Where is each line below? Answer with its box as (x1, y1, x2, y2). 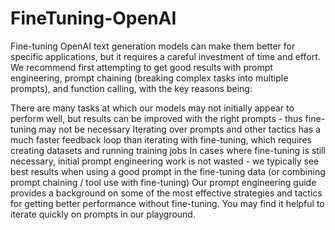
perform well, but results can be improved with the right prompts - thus (10, 112, 303, 124)
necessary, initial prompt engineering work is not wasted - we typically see (10, 155, 320, 167)
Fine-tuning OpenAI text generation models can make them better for (10, 40, 296, 52)
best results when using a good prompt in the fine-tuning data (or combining (10, 165, 326, 177)
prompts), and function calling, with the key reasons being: (10, 82, 253, 94)
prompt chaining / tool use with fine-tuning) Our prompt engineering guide (10, 176, 317, 188)
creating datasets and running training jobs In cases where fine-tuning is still (10, 144, 326, 156)
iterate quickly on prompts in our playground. (10, 208, 196, 220)
